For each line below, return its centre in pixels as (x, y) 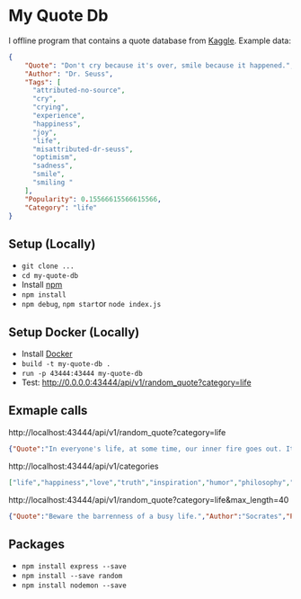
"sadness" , (53, 166)
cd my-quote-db (50, 276)
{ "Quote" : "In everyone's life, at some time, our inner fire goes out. (145, 449)
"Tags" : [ (43, 82)
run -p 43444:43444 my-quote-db (82, 374)
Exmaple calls (48, 411)
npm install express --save (74, 567)
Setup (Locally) (52, 244)
